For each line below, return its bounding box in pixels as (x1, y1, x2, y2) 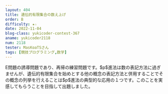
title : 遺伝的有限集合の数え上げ (5, 12, 66, 17)
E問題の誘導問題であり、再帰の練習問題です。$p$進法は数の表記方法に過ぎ (5, 64, 161, 70)
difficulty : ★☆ (5, 21, 37, 27)
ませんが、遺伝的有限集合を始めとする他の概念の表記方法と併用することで (5, 70, 159, 76)
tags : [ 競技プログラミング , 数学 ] (5, 50, 67, 55)
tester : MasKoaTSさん (5, 45, 49, 50)
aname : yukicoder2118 (5, 36, 51, 41)
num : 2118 (5, 40, 26, 45)
